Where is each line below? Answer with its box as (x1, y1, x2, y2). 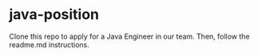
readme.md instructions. (9, 39, 90, 49)
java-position (9, 6, 99, 24)
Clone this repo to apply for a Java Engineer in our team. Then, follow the (9, 32, 250, 41)
